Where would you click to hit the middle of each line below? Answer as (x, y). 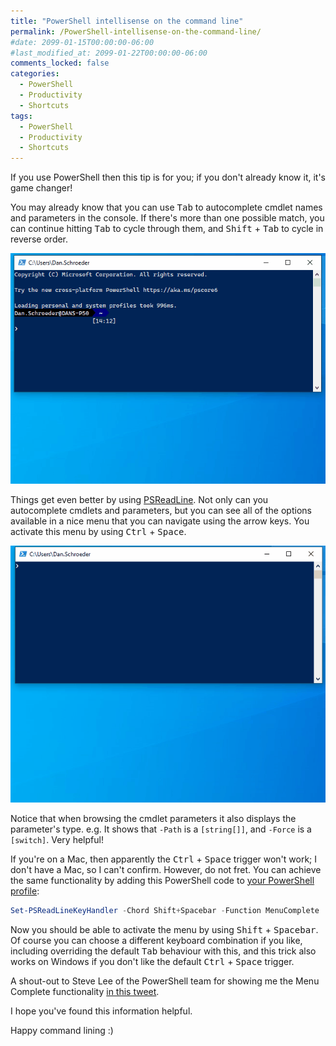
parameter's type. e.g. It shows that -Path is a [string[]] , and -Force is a (161, 829)
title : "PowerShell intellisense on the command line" (127, 21)
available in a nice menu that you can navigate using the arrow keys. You (160, 521)
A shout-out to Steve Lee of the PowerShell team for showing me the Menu (165, 981)
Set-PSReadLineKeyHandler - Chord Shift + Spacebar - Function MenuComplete (165, 910)
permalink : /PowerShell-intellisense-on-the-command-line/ (136, 31)
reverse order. (39, 239)
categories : (35, 74)
